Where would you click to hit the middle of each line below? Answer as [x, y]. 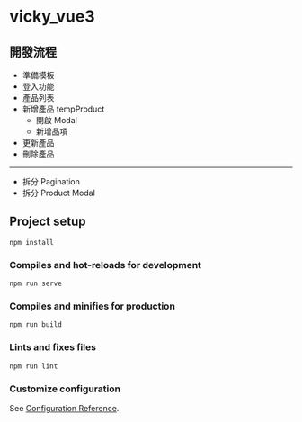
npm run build [36, 325]
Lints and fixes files [53, 347]
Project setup [48, 222]
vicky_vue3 [53, 17]
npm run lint [34, 366]
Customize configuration [65, 389]
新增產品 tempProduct [63, 109]
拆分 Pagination [51, 181]
